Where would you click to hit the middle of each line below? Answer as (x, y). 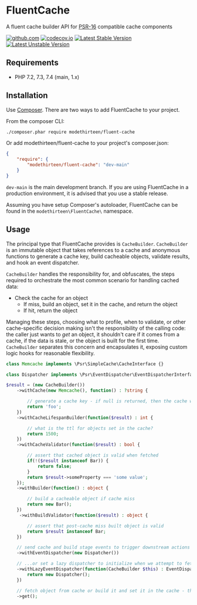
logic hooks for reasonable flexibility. (50, 353)
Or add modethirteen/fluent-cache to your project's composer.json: (87, 143)
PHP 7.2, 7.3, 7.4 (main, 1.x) (47, 77)
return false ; (55, 466)
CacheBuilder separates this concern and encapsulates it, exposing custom (97, 347)
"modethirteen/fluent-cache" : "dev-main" (79, 165)
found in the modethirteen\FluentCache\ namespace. (70, 211)
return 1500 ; (43, 434)
